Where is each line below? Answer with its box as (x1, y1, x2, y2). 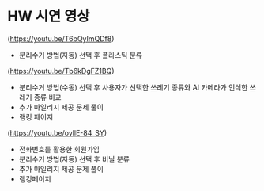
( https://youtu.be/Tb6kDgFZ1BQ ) (7, 66, 115, 75)
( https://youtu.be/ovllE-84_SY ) (7, 128, 107, 137)
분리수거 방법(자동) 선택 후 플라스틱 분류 (18, 50, 143, 59)
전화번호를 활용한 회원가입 (18, 144, 100, 154)
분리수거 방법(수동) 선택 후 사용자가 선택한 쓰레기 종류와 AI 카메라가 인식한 (18, 82, 248, 92)
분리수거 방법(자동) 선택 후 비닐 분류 (18, 154, 130, 163)
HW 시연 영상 (7, 7, 90, 25)
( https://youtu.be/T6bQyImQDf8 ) (7, 33, 115, 44)
